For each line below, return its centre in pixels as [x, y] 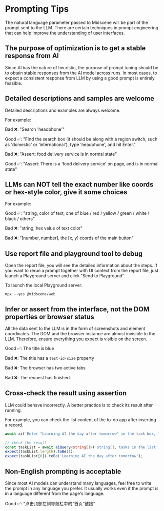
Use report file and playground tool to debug [74, 254]
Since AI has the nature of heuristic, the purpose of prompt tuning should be [82, 67]
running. [13, 410]
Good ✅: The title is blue [30, 348]
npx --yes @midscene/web [30, 294]
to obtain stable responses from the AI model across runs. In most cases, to [81, 73]
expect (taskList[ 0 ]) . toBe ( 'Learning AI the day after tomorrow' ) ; [74, 456]
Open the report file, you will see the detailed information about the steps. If [81, 266]
